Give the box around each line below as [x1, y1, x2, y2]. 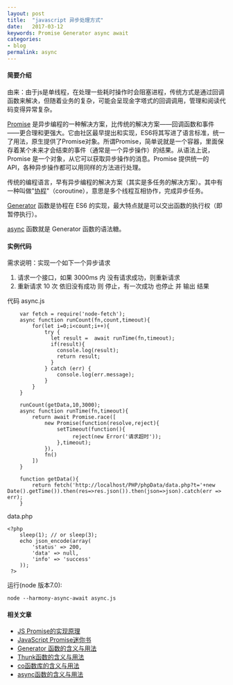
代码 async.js [7, 297, 45, 305]
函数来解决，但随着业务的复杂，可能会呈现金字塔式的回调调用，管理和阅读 [7, 96, 220, 105]
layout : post [7, 10, 45, 17]
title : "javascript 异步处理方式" [7, 17, 104, 24]
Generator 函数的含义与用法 [17, 644, 97, 652]
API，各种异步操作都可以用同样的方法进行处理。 [7, 164, 145, 172]
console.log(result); [56, 347, 119, 354]
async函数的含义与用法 [17, 670, 84, 679]
